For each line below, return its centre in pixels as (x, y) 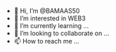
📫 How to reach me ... (46, 41)
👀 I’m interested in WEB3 (50, 18)
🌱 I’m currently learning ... (51, 26)
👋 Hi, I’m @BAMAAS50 (47, 11)
